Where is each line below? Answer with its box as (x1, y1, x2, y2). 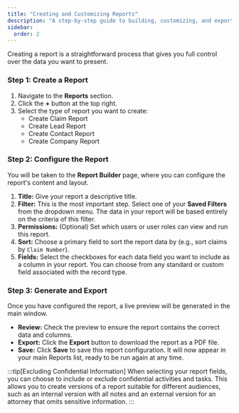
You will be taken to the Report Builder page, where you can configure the (7, 170, 225, 179)
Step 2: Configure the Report (7, 155, 109, 164)
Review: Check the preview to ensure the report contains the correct (17, 323, 220, 332)
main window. (7, 309, 48, 318)
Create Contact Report (28, 129, 95, 137)
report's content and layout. (7, 178, 89, 187)
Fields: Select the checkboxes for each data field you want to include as (17, 252, 230, 261)
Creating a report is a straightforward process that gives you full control (7, 50, 218, 58)
